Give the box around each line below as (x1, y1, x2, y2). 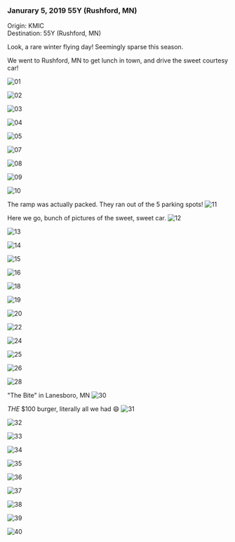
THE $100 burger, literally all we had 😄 (7, 405, 120, 413)
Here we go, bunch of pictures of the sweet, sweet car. (7, 214, 166, 222)
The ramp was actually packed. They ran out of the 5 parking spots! (7, 200, 203, 209)
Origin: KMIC (7, 22, 44, 30)
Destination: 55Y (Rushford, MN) (7, 29, 102, 37)
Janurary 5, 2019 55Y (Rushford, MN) (7, 6, 137, 15)
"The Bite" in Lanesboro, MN (7, 391, 90, 400)
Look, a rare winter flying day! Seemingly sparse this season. (7, 43, 184, 51)
